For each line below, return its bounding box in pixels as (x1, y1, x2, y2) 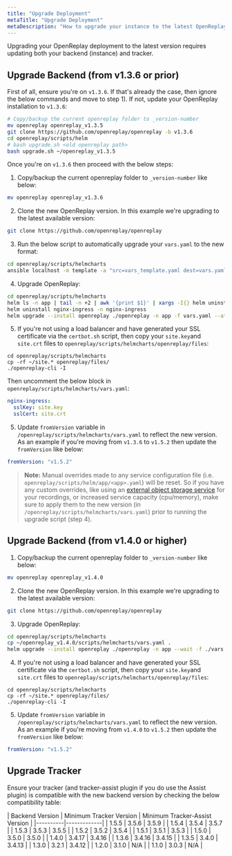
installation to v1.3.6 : (7, 102, 68, 111)
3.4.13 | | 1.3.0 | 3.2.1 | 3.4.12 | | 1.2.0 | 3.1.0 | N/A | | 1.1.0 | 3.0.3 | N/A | (7, 841, 203, 849)
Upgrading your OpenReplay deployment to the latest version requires (7, 42, 206, 50)
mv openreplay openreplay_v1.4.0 (7, 574, 104, 581)
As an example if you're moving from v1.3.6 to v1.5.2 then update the (17, 438, 217, 446)
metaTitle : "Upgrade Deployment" (7, 17, 104, 23)
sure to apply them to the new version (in (23, 500, 142, 508)
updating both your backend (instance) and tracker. (7, 49, 154, 57)
